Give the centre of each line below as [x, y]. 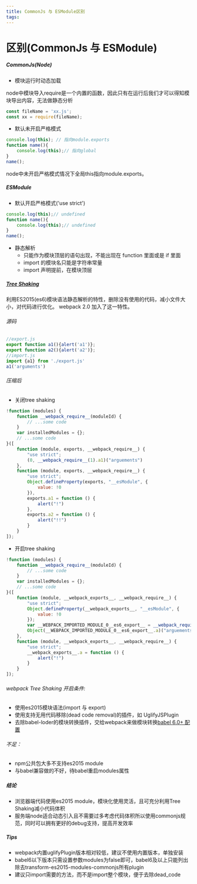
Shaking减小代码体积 [40, 809]
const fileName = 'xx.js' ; [39, 111]
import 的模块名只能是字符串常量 [63, 263]
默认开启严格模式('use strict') [50, 203]
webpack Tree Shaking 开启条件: [46, 688]
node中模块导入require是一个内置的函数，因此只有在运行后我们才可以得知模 [98, 93]
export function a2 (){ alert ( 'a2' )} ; [51, 350]
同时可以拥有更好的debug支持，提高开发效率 [79, 824]
